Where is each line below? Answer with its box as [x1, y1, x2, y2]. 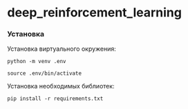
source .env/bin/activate [7, 70, 82, 77]
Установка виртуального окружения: [7, 45, 116, 53]
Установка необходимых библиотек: [7, 82, 115, 90]
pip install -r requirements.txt [7, 95, 104, 102]
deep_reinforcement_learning [7, 5, 182, 21]
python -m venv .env [7, 58, 67, 65]
